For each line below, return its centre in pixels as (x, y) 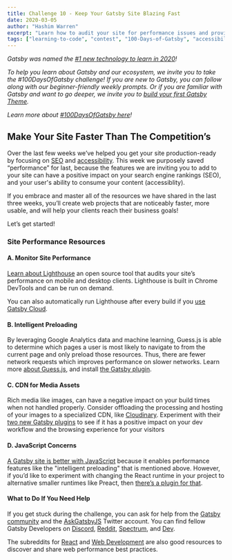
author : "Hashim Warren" (43, 26)
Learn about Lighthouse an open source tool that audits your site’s (101, 274)
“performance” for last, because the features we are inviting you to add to (112, 168)
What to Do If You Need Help (49, 499)
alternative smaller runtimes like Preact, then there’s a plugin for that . (105, 483)
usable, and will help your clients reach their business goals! (93, 210)
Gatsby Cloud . (28, 309)
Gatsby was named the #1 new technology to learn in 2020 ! (92, 59)
